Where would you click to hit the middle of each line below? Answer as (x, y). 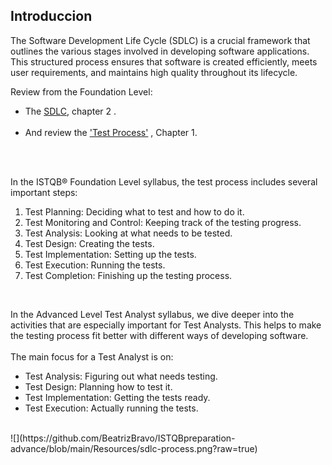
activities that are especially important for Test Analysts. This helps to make (166, 325)
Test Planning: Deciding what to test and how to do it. (134, 211)
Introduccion (51, 16)
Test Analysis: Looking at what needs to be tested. (128, 233)
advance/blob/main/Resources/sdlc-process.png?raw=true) (134, 448)
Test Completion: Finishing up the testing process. (128, 275)
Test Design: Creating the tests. (89, 243)
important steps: (44, 192)
